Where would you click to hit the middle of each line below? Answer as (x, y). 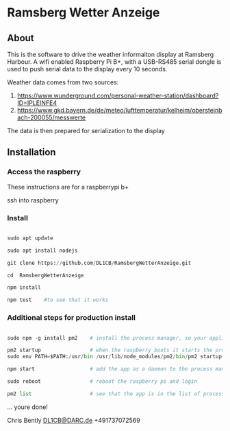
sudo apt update (30, 238)
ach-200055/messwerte (51, 117)
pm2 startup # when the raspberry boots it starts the (110, 350)
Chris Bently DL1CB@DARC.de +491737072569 (74, 420)
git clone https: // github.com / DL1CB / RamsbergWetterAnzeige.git (99, 263)
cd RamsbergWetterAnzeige (46, 275)
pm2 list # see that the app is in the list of (104, 394)
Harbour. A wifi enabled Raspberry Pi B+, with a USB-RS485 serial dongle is (114, 62)
